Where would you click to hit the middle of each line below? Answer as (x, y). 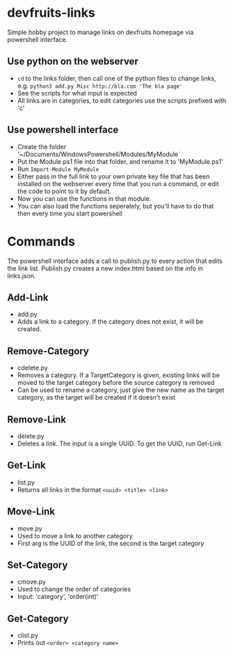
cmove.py (32, 582)
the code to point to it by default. (64, 191)
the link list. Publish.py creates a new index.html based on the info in (105, 268)
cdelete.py (32, 368)
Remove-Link (37, 419)
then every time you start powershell (70, 213)
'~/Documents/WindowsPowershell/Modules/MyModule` (99, 154)
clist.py (27, 635)
